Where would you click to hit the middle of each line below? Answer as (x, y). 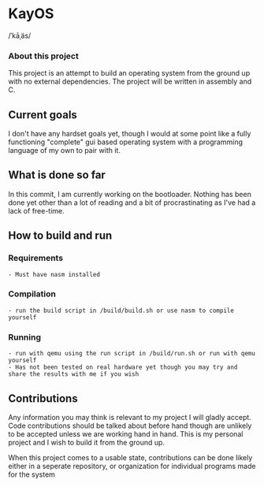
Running (25, 337)
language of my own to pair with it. (64, 151)
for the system (32, 474)
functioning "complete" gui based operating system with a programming (125, 142)
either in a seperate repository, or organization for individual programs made (132, 466)
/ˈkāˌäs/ (20, 35)
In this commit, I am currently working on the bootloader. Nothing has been (130, 194)
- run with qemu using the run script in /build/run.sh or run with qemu (132, 354)
